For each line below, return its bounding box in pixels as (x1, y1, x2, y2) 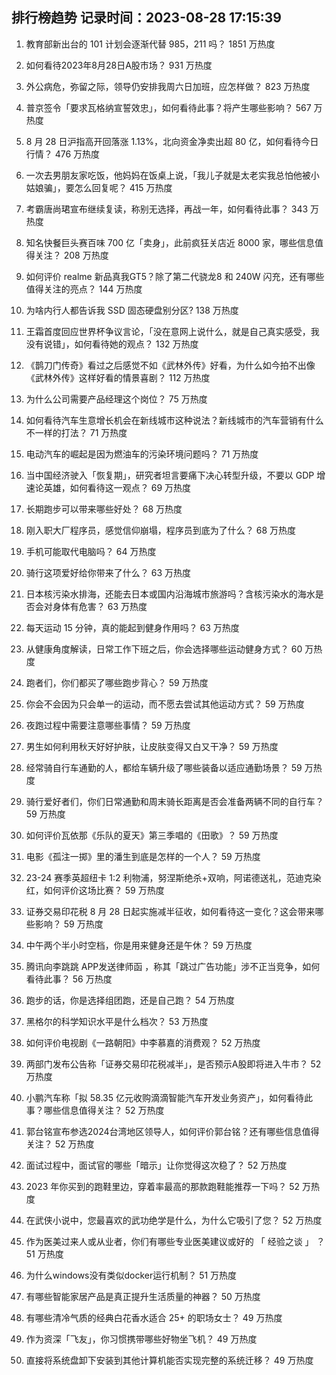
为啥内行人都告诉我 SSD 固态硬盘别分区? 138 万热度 (25, 304, 239, 316)
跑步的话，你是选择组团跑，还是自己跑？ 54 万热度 (25, 994, 236, 1006)
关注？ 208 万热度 (34, 249, 109, 261)
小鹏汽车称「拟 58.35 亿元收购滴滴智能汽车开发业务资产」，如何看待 (25, 1091, 304, 1103)
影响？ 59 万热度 (34, 918, 104, 930)
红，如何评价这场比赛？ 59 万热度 (25, 884, 165, 896)
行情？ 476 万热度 (25, 148, 101, 160)
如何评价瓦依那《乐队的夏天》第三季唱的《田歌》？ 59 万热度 (25, 829, 279, 841)
